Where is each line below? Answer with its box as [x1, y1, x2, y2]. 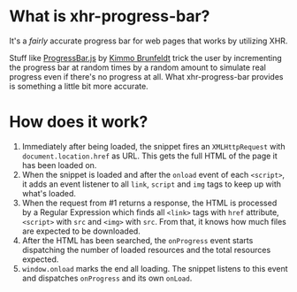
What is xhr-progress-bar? [9, 6, 210, 27]
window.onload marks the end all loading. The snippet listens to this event [21, 263, 289, 273]
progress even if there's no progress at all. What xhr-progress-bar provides [9, 71, 284, 81]
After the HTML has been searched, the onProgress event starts [21, 234, 254, 245]
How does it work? [9, 112, 148, 132]
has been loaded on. [21, 159, 97, 170]
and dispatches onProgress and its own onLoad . [21, 273, 193, 283]
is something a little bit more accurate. [9, 81, 148, 91]
